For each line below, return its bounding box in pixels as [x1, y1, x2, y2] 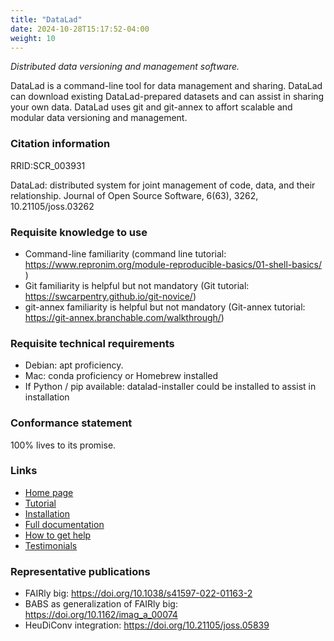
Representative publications [10, 564, 151, 578]
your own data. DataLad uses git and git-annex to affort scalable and [10, 101, 293, 113]
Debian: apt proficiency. [24, 359, 124, 371]
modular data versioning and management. [10, 112, 188, 124]
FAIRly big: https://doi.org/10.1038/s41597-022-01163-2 [24, 587, 253, 600]
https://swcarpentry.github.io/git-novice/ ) [24, 290, 197, 302]
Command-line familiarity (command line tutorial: [24, 247, 227, 260]
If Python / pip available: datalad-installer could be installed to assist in [24, 381, 317, 393]
